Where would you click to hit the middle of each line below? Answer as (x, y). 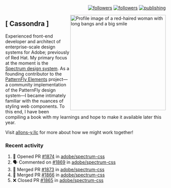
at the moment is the (27, 63)
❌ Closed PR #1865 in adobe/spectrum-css (58, 180)
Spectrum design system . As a (37, 68)
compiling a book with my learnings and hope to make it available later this (83, 117)
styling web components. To (35, 106)
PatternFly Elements (26, 79)
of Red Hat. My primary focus (36, 57)
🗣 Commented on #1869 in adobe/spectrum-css (64, 162)
